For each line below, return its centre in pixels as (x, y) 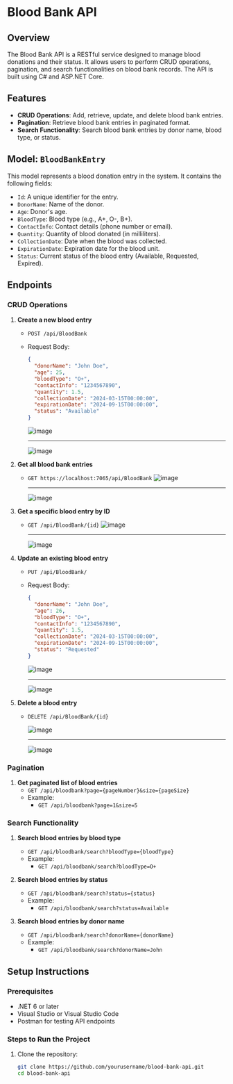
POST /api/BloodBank (57, 334)
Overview (29, 38)
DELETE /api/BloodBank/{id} (68, 716)
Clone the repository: (48, 1054)
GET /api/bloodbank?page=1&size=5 (88, 806)
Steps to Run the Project (49, 1040)
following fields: (30, 183)
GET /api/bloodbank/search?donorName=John (100, 950)
